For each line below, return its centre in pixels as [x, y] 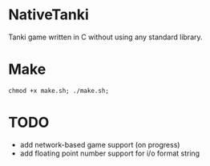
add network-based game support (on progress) [100, 144]
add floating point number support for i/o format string [110, 153]
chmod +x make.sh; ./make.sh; [59, 91]
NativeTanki [49, 15]
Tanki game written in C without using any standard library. [105, 37]
